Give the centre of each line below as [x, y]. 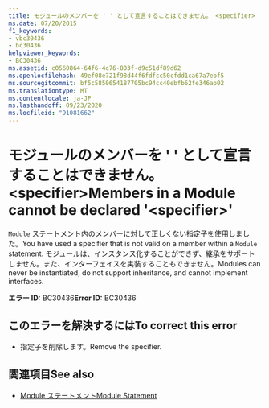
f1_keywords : [30, 31]
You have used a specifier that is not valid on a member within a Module [140, 243]
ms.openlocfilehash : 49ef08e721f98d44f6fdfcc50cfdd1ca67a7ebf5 [116, 76]
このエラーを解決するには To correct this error [123, 326]
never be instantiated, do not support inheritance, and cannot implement [128, 272]
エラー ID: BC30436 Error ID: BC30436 [72, 298]
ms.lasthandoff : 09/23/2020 [55, 105]
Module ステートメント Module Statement [88, 395]
